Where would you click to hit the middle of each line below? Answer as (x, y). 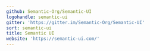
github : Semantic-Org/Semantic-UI (49, 11)
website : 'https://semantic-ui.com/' (53, 39)
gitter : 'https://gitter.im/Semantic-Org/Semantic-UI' (76, 22)
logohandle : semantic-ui (37, 17)
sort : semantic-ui (29, 28)
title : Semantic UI (30, 33)
